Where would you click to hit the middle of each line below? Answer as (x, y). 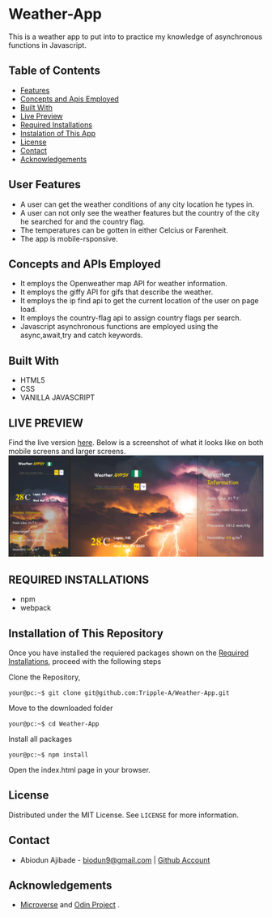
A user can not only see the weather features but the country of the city (140, 212)
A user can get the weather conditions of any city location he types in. (137, 204)
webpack (35, 608)
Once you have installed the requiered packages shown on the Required (129, 653)
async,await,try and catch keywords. (81, 335)
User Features (45, 184)
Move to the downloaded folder (61, 708)
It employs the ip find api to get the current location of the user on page (139, 301)
